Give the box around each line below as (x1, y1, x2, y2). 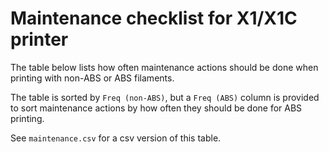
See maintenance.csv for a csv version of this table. (10, 132, 222, 144)
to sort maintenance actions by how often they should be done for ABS (10, 102, 303, 114)
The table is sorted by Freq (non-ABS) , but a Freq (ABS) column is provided (10, 91, 320, 103)
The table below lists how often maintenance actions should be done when (10, 61, 319, 73)
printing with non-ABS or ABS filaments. (10, 72, 175, 84)
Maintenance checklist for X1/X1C (10, 7, 298, 30)
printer (10, 28, 69, 51)
